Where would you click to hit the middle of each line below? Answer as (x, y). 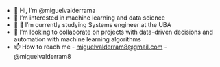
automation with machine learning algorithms (77, 39)
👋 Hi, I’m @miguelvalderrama (54, 10)
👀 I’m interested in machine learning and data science (89, 18)
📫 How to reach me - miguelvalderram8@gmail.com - (90, 47)
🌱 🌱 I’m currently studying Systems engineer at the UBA (92, 25)
